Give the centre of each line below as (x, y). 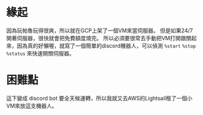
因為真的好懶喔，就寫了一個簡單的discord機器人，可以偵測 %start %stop (106, 46)
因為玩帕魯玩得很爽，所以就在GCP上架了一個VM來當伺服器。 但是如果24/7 (100, 30)
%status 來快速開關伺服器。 (41, 53)
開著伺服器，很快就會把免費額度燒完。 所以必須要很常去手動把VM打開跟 (96, 38)
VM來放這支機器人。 (32, 106)
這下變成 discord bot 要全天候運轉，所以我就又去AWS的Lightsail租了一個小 (99, 98)
